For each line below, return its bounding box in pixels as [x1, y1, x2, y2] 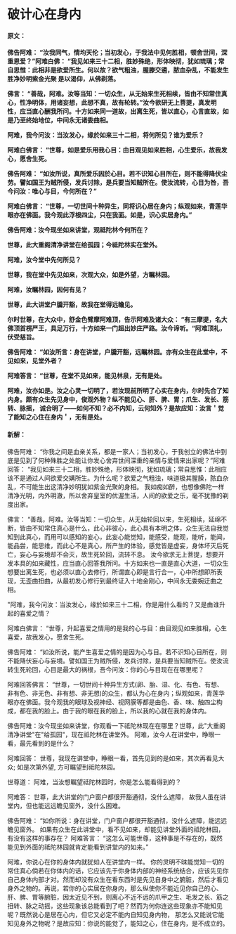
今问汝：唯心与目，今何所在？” [7, 187, 97, 195]
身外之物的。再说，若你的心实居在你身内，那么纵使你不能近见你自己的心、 [7, 883, 223, 893]
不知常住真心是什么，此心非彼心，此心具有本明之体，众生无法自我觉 [31, 524, 229, 532]
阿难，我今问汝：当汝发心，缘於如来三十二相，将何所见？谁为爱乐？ [7, 131, 204, 139]
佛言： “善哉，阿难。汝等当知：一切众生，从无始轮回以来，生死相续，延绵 [7, 514, 221, 524]
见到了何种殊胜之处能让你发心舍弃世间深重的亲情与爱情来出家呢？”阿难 [19, 456, 226, 465]
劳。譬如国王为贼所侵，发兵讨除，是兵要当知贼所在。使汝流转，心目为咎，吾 [7, 179, 229, 187]
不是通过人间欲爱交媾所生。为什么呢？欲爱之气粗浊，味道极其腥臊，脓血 [13, 474, 223, 482]
